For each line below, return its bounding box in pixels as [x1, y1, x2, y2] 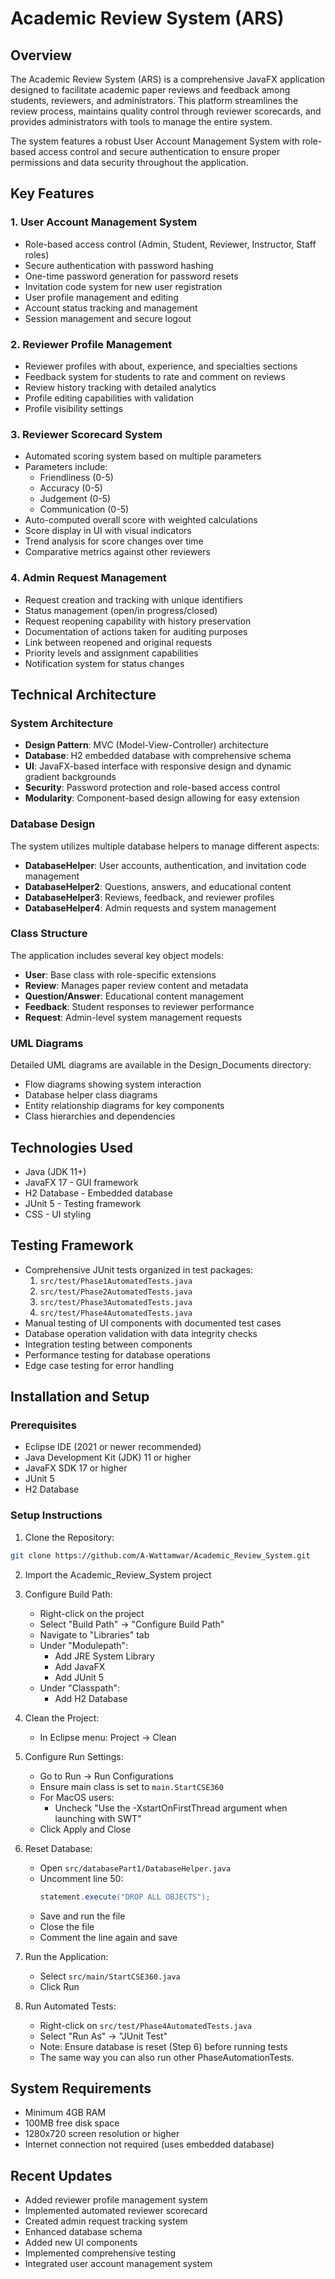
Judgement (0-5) [39, 493, 112, 505]
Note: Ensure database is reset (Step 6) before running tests [39, 2040, 288, 2052]
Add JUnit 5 [54, 1671, 105, 1683]
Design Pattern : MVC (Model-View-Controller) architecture [24, 739, 269, 751]
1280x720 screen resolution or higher [24, 2128, 180, 2140]
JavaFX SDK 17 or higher [24, 1462, 128, 1474]
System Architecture [10, 716, 114, 730]
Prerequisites [10, 1418, 77, 1432]
